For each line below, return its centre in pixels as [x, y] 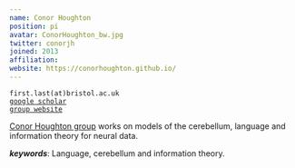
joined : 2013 [34, 52]
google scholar [38, 101]
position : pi [34, 26]
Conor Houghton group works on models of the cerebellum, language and [147, 126]
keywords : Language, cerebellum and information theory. [117, 153]
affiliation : [34, 60]
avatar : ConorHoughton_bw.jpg [67, 35]
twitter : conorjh [42, 43]
